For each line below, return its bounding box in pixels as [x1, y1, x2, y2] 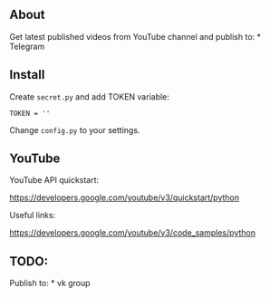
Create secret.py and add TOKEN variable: [9, 91, 170, 102]
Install [9, 67, 45, 82]
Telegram [9, 41, 45, 52]
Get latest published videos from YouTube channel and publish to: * [9, 31, 261, 42]
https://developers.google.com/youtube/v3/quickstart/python [9, 192, 240, 203]
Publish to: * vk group [9, 278, 91, 289]
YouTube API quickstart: [9, 175, 100, 186]
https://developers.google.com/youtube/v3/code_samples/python [9, 227, 256, 238]
